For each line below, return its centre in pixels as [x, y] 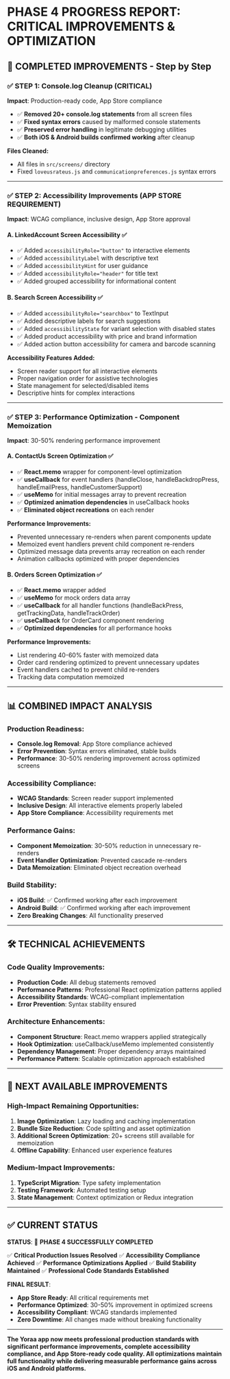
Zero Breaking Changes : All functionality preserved [90, 915]
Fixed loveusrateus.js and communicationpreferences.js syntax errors [117, 171]
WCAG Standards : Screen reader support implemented [95, 798]
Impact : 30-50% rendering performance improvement [84, 440]
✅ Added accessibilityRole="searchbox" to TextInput [93, 313]
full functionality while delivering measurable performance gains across [112, 1360]
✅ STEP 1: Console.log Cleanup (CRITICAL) [80, 86]
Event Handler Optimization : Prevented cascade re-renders [102, 860]
